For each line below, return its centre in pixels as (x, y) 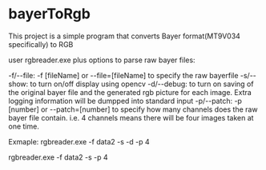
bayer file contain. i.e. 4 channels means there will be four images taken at (131, 117)
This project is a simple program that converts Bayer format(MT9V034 (124, 36)
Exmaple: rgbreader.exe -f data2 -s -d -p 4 (79, 141)
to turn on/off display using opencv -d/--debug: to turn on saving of (142, 84)
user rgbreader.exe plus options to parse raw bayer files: (102, 60)
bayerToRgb (49, 14)
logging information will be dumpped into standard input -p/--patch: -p (125, 101)
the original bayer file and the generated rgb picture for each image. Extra (130, 92)
